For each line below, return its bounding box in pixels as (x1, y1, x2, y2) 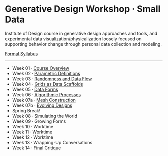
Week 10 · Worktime (12, 123, 54, 129)
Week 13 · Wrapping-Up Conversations (12, 139, 93, 145)
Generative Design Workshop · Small (5, 3, 161, 15)
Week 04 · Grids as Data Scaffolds (12, 81, 83, 87)
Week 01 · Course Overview (12, 65, 70, 71)
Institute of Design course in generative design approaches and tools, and (5, 30, 157, 36)
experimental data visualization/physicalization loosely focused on (5, 36, 142, 42)
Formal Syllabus (5, 51, 38, 57)
